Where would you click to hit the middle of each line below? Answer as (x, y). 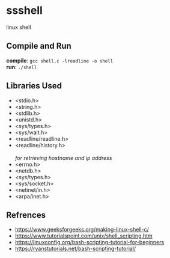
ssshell (25, 11)
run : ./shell (22, 67)
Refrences (26, 215)
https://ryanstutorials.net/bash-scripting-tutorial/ (75, 249)
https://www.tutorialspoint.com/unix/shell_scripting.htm (84, 236)
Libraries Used (34, 86)
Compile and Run (39, 46)
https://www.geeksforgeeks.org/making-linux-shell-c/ (82, 230)
